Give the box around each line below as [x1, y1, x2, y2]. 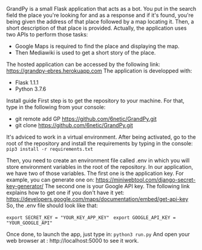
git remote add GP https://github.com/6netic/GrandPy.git [15, 115, 157, 122]
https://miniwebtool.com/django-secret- [96, 176, 196, 183]
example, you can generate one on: [6, 176, 95, 183]
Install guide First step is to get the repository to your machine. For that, [6, 97, 184, 104]
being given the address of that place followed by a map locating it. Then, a [6, 18, 194, 25]
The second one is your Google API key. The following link [44, 183, 191, 189]
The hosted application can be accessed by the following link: [6, 61, 160, 68]
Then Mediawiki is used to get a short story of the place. [15, 49, 156, 56]
